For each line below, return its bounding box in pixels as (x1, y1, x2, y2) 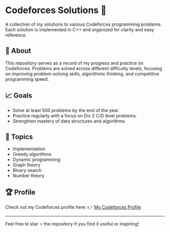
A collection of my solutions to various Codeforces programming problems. (5, 21, 162, 27)
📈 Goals (5, 91, 32, 100)
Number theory (12, 172, 45, 179)
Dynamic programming (12, 156, 61, 163)
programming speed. (5, 76, 49, 82)
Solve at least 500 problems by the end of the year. (12, 107, 120, 113)
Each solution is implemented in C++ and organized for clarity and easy (5, 26, 154, 32)
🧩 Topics (5, 132, 33, 141)
